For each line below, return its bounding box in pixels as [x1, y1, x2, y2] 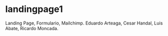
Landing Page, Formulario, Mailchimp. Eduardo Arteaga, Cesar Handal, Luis [5, 20, 163, 26]
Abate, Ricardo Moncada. [5, 25, 58, 31]
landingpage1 [5, 3, 63, 15]
